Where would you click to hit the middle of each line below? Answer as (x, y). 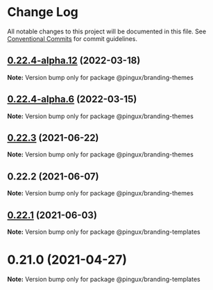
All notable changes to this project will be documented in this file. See (107, 31)
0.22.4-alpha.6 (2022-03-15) (72, 99)
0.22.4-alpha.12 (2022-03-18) (74, 61)
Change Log (43, 12)
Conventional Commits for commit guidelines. (72, 38)
